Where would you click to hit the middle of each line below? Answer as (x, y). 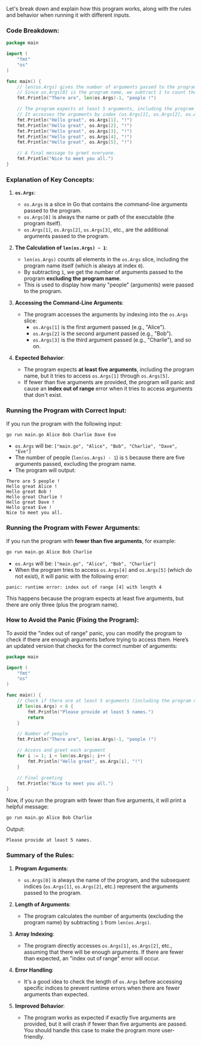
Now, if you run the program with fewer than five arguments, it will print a (96, 800)
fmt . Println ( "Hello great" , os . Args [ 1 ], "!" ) (75, 120)
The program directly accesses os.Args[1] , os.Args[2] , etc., (98, 945)
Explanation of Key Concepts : (50, 179)
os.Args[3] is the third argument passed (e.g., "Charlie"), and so (112, 340)
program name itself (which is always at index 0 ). (84, 266)
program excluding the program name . (72, 279)
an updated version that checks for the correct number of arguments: (92, 646)
